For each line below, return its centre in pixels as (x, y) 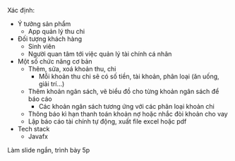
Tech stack (34, 129)
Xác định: (21, 10)
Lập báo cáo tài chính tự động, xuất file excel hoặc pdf (107, 121)
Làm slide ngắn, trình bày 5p (49, 150)
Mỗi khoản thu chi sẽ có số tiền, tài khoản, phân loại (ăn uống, (129, 76)
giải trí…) (52, 84)
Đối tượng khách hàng (50, 39)
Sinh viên (42, 46)
